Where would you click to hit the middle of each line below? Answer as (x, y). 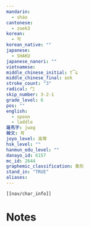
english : (17, 111)
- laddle (22, 122)
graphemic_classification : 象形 (45, 166)
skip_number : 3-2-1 (30, 94)
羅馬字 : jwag (21, 128)
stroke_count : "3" (29, 84)
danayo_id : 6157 (26, 155)
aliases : (17, 178)
